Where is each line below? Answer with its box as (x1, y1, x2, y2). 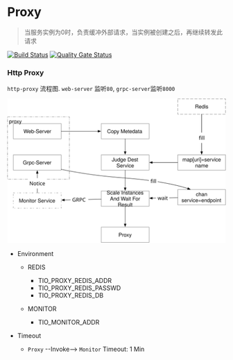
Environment (17, 249, 54, 257)
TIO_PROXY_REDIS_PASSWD (37, 284, 121, 292)
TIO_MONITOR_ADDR (37, 318, 100, 326)
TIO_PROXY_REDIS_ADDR (37, 276, 112, 284)
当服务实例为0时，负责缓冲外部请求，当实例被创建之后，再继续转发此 (24, 28, 223, 36)
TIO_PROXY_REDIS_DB (37, 291, 104, 299)
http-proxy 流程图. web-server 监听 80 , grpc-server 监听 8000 (7, 85, 175, 93)
